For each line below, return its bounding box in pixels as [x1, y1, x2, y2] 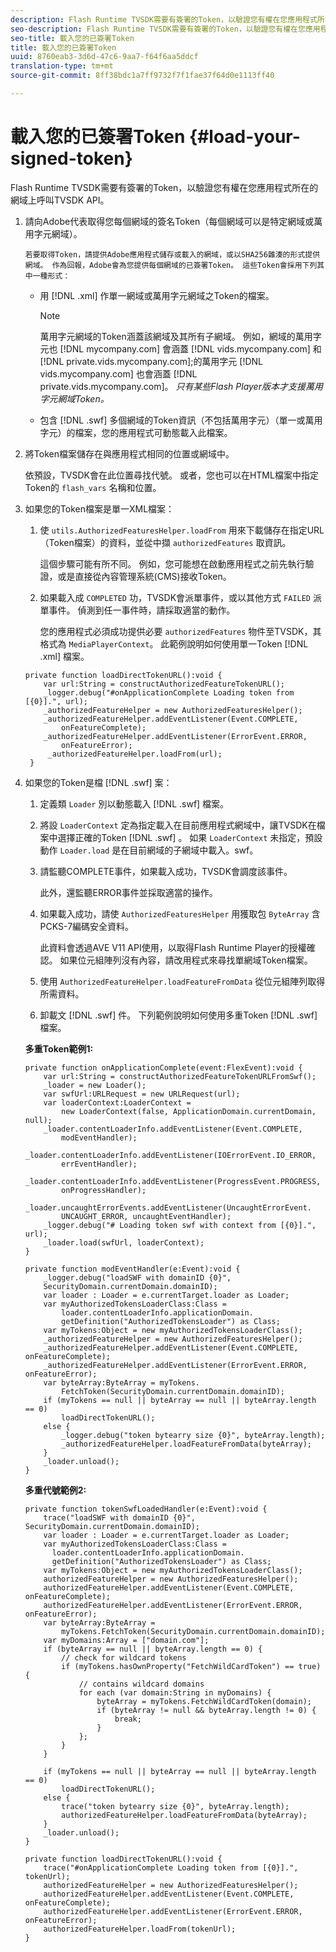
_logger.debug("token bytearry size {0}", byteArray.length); [61, 1430, 326, 1440]
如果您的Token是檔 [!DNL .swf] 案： [24, 776, 173, 788]
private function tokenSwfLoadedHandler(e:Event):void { [24, 1504, 268, 1514]
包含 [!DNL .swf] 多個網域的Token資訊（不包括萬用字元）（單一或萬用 [39, 414, 323, 426]
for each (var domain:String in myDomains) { [78, 1687, 272, 1698]
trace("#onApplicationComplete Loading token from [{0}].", [43, 1862, 299, 1873]
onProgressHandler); [61, 1185, 147, 1195]
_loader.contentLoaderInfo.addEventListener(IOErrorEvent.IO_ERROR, [24, 1150, 317, 1160]
